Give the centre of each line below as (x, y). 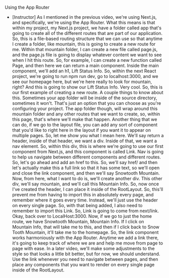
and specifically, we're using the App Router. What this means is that (83, 23)
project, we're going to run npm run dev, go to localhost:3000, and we (85, 76)
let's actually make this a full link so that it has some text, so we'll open (86, 168)
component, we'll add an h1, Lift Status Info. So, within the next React (84, 71)
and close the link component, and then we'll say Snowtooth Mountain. (86, 173)
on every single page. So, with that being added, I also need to (77, 205)
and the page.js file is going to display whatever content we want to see (87, 55)
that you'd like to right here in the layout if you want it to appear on (81, 130)
